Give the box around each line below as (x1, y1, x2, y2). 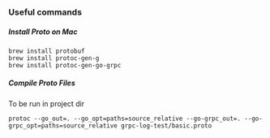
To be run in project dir (8, 98, 85, 108)
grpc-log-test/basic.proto (120, 121, 212, 130)
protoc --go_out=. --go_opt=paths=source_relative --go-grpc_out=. (8, 114, 242, 123)
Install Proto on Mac (8, 27, 78, 37)
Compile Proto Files (8, 78, 75, 88)
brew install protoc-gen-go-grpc (8, 61, 122, 69)
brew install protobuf (8, 47, 85, 55)
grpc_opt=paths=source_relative (8, 121, 118, 130)
